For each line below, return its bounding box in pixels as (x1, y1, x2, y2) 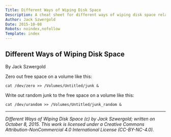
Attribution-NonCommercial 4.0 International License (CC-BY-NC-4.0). (5, 126, 154, 132)
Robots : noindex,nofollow (5, 26, 60, 32)
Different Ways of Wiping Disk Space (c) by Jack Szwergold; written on (5, 116, 155, 122)
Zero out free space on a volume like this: (5, 73, 93, 79)
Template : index (5, 31, 40, 36)
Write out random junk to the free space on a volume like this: (5, 92, 134, 98)
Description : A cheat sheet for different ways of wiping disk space (5, 12, 156, 17)
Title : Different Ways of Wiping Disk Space (5, 7, 101, 13)
